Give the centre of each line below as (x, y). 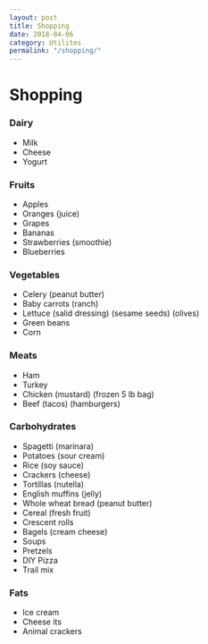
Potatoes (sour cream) (63, 455)
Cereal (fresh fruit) (56, 513)
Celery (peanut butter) (63, 294)
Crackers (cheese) (56, 474)
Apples (35, 204)
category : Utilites (46, 42)
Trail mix (38, 570)
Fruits (22, 184)
